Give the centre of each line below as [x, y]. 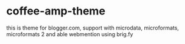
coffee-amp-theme [56, 11]
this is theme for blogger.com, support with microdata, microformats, [93, 28]
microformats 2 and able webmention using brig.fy [70, 34]
